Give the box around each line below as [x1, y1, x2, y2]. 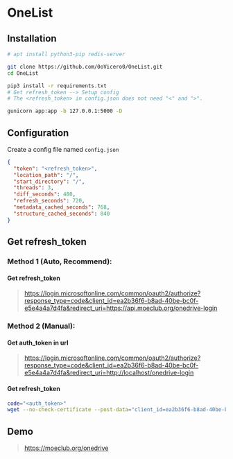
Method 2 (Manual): [7, 321, 76, 331]
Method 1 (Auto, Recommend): [7, 257, 112, 266]
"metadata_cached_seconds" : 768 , [13, 204, 110, 211]
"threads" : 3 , [13, 184, 54, 191]
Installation [7, 33, 57, 44]
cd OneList [7, 69, 39, 77]
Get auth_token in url [7, 338, 69, 347]
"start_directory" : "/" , [13, 178, 85, 185]
